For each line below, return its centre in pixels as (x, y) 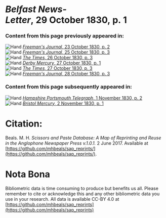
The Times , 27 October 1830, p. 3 (57, 68)
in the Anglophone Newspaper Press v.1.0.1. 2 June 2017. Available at (77, 143)
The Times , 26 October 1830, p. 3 (57, 58)
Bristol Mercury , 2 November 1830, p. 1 (63, 103)
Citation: (24, 124)
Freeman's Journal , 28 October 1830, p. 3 (66, 74)
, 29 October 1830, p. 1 (79, 20)
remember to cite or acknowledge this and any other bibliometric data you (82, 194)
